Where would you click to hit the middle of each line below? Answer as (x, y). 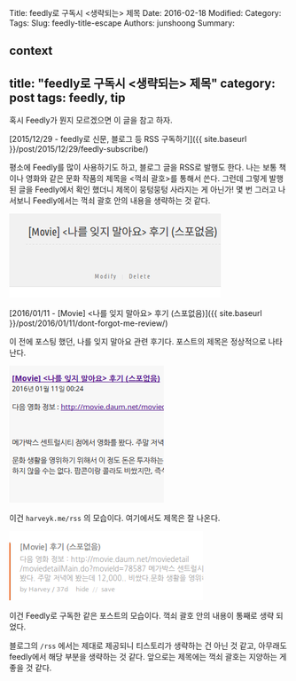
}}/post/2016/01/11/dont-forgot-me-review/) (89, 323)
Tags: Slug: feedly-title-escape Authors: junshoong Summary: (122, 23)
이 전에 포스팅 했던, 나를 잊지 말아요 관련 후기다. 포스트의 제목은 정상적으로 (138, 342)
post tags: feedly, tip (67, 97)
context (31, 51)
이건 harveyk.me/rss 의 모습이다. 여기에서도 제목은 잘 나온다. (115, 519)
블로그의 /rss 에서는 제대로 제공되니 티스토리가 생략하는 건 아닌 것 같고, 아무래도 (148, 645)
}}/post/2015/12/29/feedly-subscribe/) (79, 149)
